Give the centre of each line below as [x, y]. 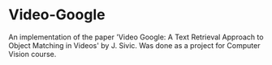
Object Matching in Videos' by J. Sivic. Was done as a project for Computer [134, 45]
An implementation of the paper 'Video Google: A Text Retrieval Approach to [136, 37]
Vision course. [32, 54]
